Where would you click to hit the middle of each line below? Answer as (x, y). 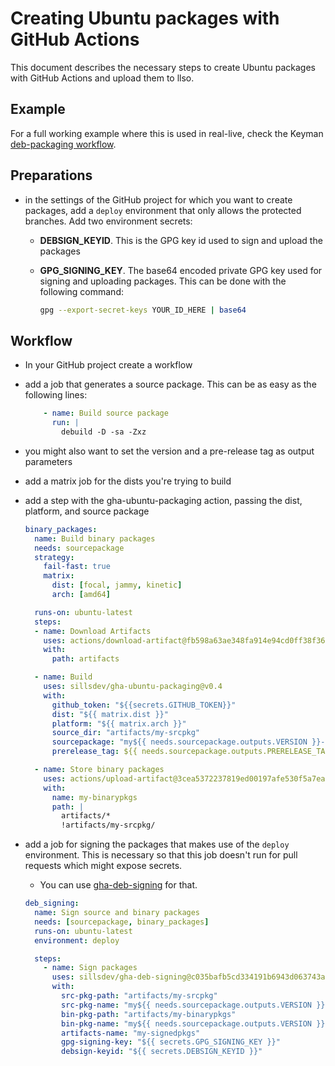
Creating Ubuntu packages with (145, 18)
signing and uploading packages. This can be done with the (163, 281)
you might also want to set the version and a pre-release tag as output (169, 451)
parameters (48, 461)
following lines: (56, 395)
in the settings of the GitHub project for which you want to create (158, 199)
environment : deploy (77, 940)
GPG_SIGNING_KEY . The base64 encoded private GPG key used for (181, 270)
